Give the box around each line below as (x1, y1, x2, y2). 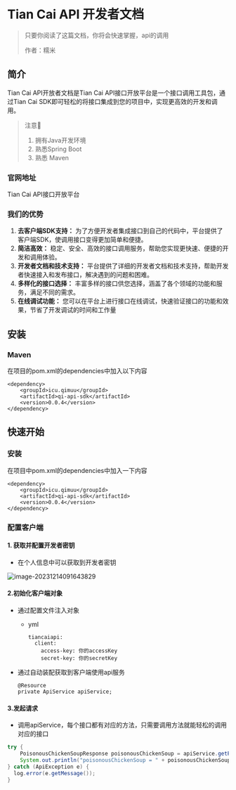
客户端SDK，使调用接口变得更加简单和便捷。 (17, 235, 147, 244)
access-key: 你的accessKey (41, 647, 118, 654)
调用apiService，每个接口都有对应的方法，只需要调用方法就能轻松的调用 (17, 721, 227, 730)
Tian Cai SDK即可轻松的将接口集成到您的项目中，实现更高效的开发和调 (13, 97, 218, 105)
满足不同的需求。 (29, 288, 79, 297)
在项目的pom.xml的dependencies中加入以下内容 (7, 367, 147, 375)
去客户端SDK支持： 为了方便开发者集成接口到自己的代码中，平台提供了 (17, 226, 223, 235)
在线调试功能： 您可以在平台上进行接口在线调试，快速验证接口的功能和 (17, 297, 223, 306)
